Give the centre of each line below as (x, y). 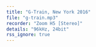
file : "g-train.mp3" (33, 18)
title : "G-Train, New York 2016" (49, 12)
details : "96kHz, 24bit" (38, 29)
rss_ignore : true (28, 35)
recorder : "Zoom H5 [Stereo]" (45, 23)
